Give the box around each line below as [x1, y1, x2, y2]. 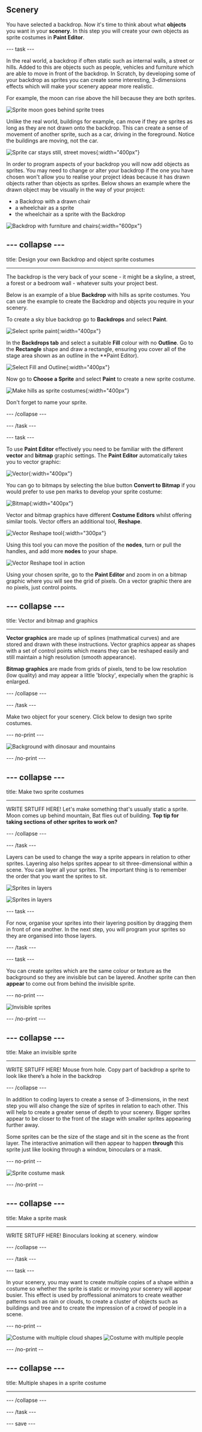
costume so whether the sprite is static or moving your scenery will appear [6, 1285, 192, 1292]
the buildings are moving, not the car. [6, 137, 99, 144]
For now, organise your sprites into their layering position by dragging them [6, 919, 192, 927]
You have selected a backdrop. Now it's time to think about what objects [6, 21, 186, 28]
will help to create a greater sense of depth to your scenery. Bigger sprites [6, 1109, 191, 1116]
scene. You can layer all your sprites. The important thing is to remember [6, 866, 187, 873]
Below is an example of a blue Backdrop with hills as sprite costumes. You [6, 291, 191, 298]
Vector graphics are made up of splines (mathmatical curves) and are [6, 635, 180, 642]
